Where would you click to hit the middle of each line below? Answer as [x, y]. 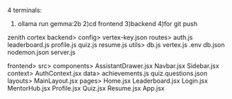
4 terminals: [25, 10]
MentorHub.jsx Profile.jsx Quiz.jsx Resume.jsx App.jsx [86, 88]
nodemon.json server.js [41, 52]
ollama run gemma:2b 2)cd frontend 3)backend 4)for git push [108, 24]
